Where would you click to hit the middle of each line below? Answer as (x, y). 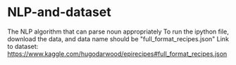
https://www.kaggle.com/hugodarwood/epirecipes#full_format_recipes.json (117, 54)
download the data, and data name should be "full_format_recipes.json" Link (118, 38)
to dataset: (23, 46)
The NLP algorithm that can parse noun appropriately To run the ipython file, (118, 31)
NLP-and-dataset (59, 12)
